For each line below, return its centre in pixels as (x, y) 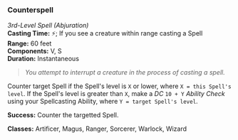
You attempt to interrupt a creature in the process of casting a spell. (125, 72)
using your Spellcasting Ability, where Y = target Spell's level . (103, 102)
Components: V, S (35, 51)
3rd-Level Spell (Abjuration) (48, 26)
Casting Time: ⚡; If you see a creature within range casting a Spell (105, 33)
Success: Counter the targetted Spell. (63, 115)
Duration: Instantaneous (43, 59)
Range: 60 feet (30, 43)
